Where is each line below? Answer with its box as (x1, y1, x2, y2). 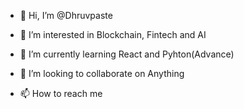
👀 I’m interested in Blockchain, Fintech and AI (19, 29, 207, 40)
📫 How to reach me (19, 88, 103, 99)
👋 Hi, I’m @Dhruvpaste (19, 10, 113, 21)
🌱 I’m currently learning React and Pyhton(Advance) (19, 48, 235, 60)
